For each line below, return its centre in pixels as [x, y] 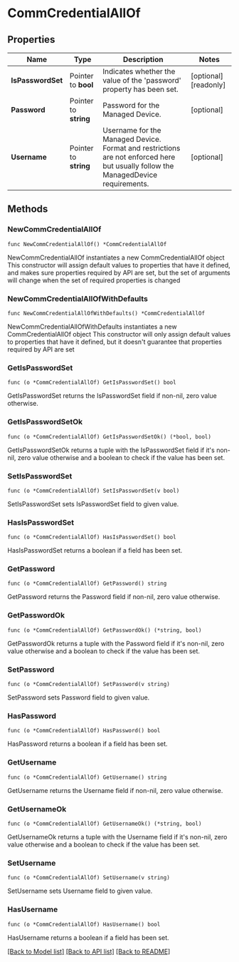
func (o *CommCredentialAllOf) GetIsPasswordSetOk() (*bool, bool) [110, 436]
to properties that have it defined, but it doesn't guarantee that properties [115, 342]
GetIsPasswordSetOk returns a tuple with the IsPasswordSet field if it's [111, 450]
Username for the [132, 130]
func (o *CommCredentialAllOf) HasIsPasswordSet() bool [92, 537]
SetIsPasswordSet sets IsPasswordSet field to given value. [93, 503]
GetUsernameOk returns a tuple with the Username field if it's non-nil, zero [117, 836]
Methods [28, 209]
